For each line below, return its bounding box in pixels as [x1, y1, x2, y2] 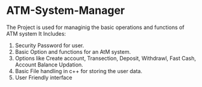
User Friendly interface [14, 74, 72, 81]
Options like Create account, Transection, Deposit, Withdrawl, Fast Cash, [14, 54, 197, 62]
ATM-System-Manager [6, 4, 125, 18]
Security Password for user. [14, 42, 84, 49]
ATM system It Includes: [6, 30, 66, 37]
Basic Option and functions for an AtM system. [14, 48, 131, 55]
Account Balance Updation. [14, 61, 83, 68]
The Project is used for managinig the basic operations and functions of [6, 24, 185, 31]
